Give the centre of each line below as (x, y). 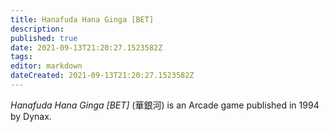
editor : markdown (46, 66)
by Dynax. (31, 116)
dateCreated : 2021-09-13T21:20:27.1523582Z (102, 76)
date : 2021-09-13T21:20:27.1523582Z (86, 47)
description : (37, 29)
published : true (44, 38)
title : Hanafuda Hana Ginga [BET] (82, 19)
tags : (21, 57)
